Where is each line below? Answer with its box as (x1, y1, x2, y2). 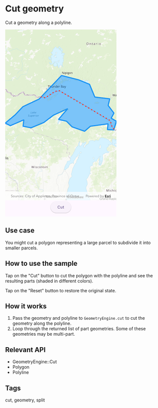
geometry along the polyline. (12, 320, 72, 327)
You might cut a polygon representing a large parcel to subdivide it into (5, 239, 151, 245)
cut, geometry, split (5, 397, 45, 403)
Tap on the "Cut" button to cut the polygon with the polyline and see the (5, 272, 153, 278)
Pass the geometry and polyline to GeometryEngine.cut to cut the (12, 315, 146, 321)
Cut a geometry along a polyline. (5, 19, 72, 25)
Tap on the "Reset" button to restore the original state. (5, 287, 116, 293)
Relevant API (5, 345, 46, 354)
